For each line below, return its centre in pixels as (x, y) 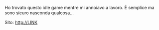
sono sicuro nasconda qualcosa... (39, 13)
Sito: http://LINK (21, 22)
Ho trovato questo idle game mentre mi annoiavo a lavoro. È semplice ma (80, 8)
